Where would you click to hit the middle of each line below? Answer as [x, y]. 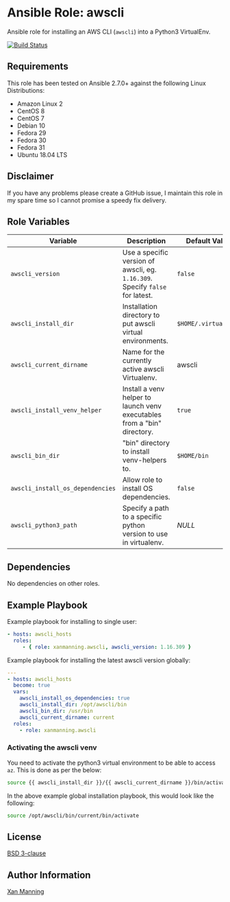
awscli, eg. [139, 270]
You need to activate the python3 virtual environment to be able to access [111, 763]
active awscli [143, 369]
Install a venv [143, 389]
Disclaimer [30, 176]
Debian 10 [31, 126]
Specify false [144, 287]
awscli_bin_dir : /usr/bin [56, 711]
